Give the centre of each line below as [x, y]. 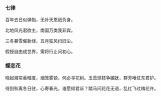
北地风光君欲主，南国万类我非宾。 [40, 30]
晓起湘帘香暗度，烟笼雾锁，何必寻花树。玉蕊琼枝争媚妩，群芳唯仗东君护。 [82, 77]
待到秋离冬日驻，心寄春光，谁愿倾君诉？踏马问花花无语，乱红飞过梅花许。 [82, 88]
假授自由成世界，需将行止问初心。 [40, 51]
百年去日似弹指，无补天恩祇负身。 [40, 20]
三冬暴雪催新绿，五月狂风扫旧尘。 [40, 41]
